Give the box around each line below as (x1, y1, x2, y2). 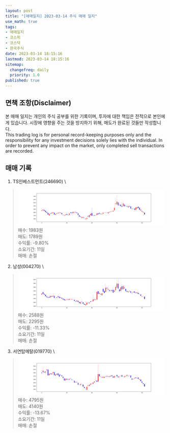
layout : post (5, 8, 33, 13)
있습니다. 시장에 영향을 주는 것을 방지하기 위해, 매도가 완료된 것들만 (10, 120, 144, 126)
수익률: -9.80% (17, 240, 49, 246)
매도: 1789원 (17, 233, 43, 239)
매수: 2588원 (17, 312, 44, 318)
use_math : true (5, 19, 38, 24)
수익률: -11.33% (17, 325, 50, 331)
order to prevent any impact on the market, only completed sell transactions (5, 142, 164, 149)
